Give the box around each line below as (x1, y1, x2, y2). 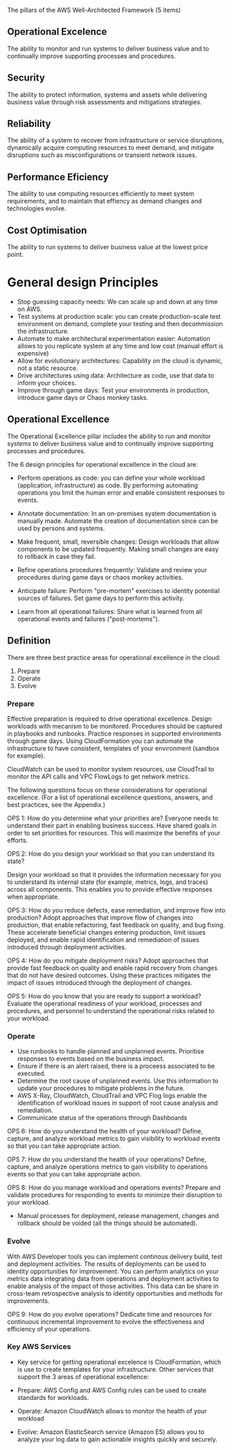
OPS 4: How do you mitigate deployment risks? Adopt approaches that (7, 956, 209, 965)
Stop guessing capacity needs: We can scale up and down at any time (17, 298, 218, 306)
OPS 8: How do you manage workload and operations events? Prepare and (7, 1183, 221, 1192)
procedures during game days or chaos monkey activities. (17, 573, 184, 581)
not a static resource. (17, 364, 78, 372)
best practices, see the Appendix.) (7, 800, 106, 808)
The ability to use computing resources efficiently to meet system (7, 190, 195, 198)
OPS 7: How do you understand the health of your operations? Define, (7, 1156, 206, 1164)
